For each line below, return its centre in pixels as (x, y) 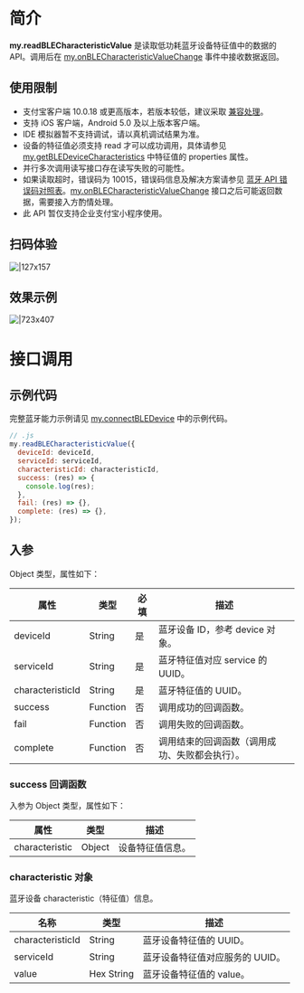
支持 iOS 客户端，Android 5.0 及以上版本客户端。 (114, 122)
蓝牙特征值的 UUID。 (202, 690)
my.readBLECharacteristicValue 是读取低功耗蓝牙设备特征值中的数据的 (143, 45)
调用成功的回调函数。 (204, 707)
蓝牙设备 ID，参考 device (211, 629)
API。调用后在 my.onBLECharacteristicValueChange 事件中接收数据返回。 (147, 56)
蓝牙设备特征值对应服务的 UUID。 (214, 958)
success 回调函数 (48, 784)
